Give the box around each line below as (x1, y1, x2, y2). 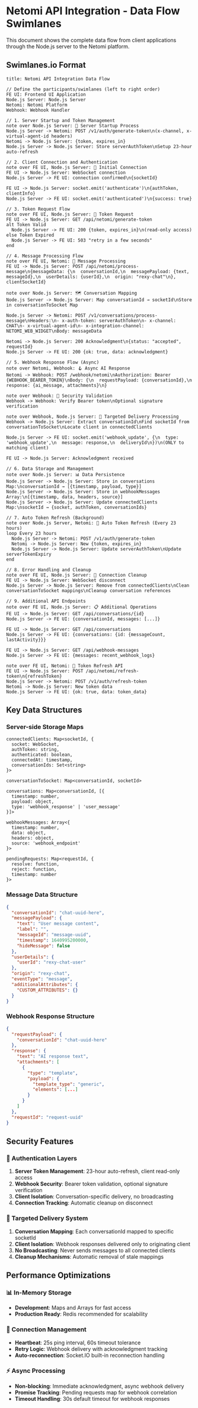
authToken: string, (11, 747, 60, 753)
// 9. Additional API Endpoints (6, 598, 86, 604)
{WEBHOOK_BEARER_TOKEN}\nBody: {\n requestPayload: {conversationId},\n (6, 377, 193, 383)
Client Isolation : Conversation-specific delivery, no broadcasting (14, 1193, 174, 1200)
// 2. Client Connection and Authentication (6, 159, 118, 165)
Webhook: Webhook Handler (6, 107, 70, 113)
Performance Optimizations (6, 1270, 111, 1280)
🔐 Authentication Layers (6, 1154, 77, 1162)
